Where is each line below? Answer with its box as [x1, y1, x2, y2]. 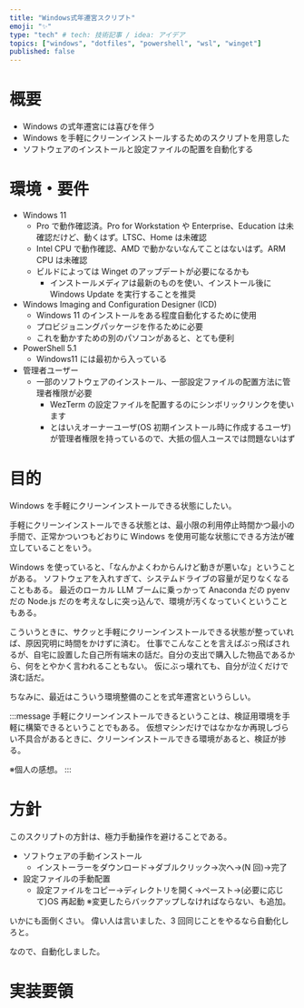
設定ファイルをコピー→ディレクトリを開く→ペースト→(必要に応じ [35, 884, 284, 895]
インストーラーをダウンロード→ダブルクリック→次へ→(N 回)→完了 [35, 862, 288, 872]
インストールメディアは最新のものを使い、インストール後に [49, 277, 272, 287]
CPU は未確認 [35, 255, 88, 265]
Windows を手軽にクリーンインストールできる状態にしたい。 [9, 499, 237, 510]
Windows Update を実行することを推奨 [49, 288, 197, 299]
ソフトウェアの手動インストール [22, 850, 142, 861]
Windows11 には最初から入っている [35, 354, 168, 364]
